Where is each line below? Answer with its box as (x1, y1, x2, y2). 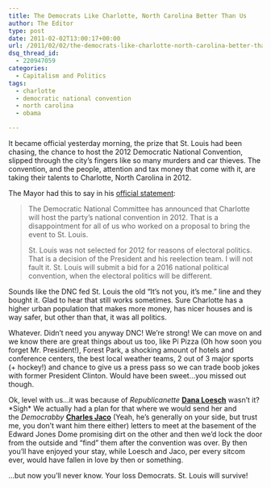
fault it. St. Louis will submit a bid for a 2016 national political (27, 263, 229, 272)
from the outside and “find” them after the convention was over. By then (8, 438, 248, 448)
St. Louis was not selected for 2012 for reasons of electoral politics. (27, 245, 252, 255)
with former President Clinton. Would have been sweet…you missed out (8, 371, 247, 380)
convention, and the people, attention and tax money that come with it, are (8, 165, 256, 173)
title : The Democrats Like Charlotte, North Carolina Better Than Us (8, 11, 248, 20)
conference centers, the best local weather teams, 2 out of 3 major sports (8, 354, 254, 363)
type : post (8, 27, 45, 35)
